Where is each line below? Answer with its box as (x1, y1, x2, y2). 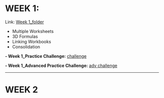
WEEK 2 (5, 84, 38, 95)
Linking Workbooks (12, 38, 51, 44)
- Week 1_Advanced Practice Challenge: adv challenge (5, 63, 118, 68)
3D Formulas (12, 33, 38, 39)
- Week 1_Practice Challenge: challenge (5, 53, 87, 59)
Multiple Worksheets (12, 28, 54, 34)
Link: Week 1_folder (5, 19, 44, 25)
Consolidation (12, 44, 41, 49)
